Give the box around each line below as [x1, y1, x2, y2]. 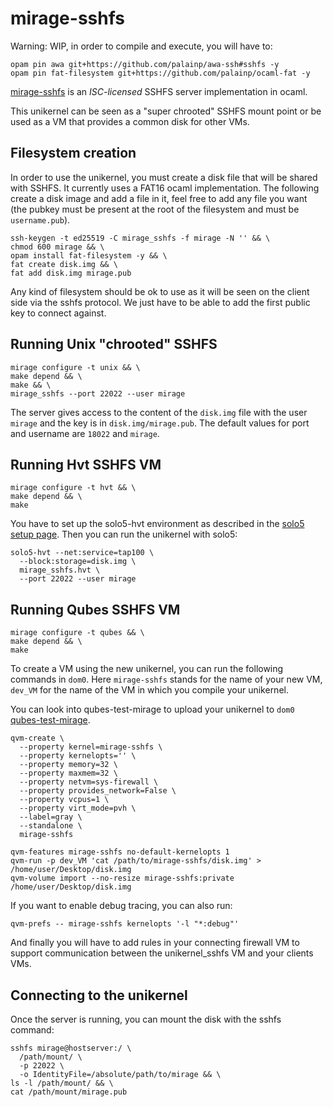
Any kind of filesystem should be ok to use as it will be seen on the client [10, 285, 310, 297]
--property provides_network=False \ [19, 786, 177, 796]
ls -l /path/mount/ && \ [10, 1078, 114, 1088]
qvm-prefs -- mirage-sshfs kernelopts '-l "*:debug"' [10, 919, 240, 929]
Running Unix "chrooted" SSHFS [10, 336, 218, 353]
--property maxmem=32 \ [19, 768, 118, 779]
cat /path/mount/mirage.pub [10, 1087, 128, 1097]
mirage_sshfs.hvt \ [19, 565, 101, 576]
